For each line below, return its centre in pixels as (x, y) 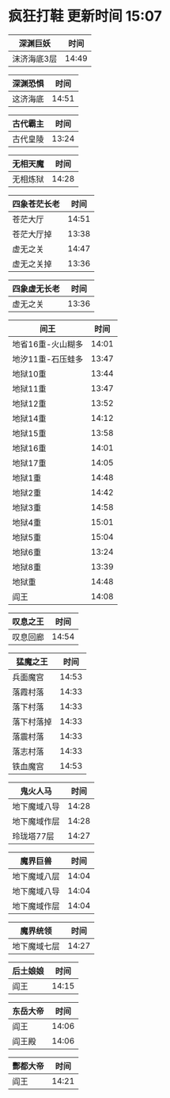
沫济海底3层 (35, 59)
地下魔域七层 (36, 946)
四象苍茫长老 (36, 204)
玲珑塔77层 (33, 836)
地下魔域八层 (36, 876)
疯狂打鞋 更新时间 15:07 (85, 16)
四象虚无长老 (36, 289)
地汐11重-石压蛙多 (48, 359)
